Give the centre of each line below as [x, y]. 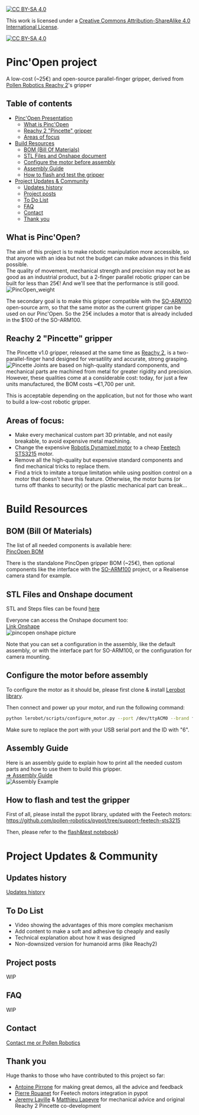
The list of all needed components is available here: [69, 545]
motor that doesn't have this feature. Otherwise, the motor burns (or [98, 479]
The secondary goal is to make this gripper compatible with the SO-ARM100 [99, 301]
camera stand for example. [39, 576]
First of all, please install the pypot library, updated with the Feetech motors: [99, 814]
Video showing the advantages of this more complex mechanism [94, 925]
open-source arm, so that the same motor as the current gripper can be [94, 307]
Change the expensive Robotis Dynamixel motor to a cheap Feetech [97, 448]
